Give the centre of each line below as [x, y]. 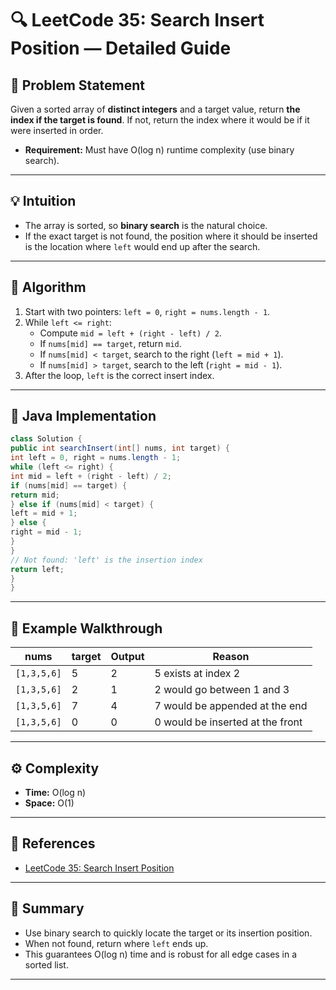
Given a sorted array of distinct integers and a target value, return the [155, 109]
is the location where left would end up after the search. [142, 246]
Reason [231, 657]
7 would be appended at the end [231, 706]
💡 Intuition [43, 201]
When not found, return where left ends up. [116, 943]
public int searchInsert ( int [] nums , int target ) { [120, 448]
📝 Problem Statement [78, 85]
